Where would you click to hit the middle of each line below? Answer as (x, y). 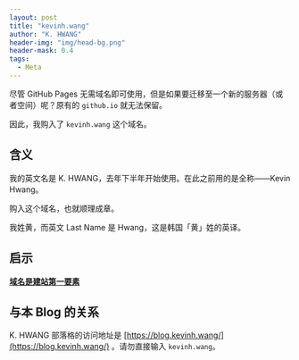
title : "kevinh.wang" (50, 26)
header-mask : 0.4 (42, 51)
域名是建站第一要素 (45, 281)
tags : (19, 59)
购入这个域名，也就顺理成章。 (64, 208)
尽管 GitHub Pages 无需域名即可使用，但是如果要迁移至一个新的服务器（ (142, 94)
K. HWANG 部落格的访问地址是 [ (68, 335)
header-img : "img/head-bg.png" (67, 42)
